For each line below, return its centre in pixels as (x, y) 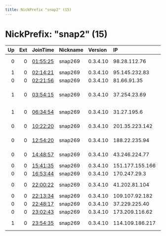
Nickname (71, 50)
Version (98, 50)
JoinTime (43, 50)
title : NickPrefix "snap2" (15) (38, 10)
